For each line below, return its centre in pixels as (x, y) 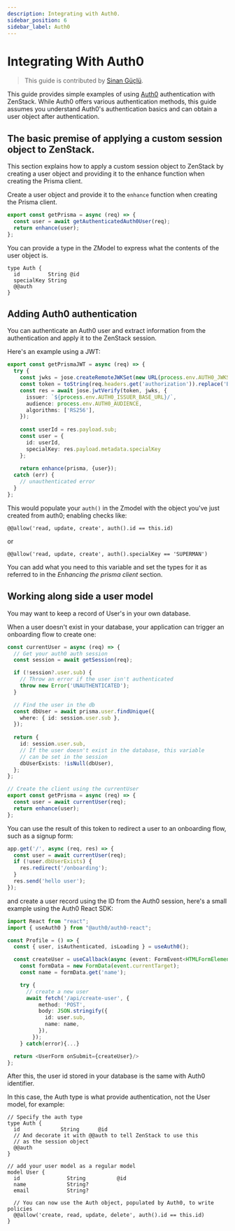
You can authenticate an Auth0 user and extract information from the (107, 331)
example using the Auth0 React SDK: (60, 908)
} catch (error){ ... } (50, 1044)
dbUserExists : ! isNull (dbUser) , (67, 763)
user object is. (28, 255)
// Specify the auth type (45, 1117)
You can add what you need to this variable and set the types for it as (107, 567)
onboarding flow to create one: (52, 634)
